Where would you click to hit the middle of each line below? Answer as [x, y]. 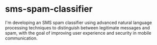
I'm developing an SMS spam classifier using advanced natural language [78, 22]
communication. [21, 38]
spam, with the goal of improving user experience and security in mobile [78, 33]
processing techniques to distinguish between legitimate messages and [78, 27]
